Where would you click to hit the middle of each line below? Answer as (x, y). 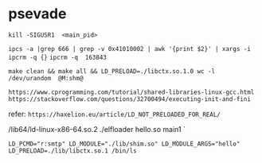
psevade (37, 14)
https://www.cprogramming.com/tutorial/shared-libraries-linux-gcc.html (131, 92)
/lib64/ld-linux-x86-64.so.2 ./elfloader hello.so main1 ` (97, 129)
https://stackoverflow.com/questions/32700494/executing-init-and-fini (129, 99)
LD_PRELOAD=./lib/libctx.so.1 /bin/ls (72, 151)
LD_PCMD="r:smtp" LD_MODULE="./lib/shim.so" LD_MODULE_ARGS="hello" (124, 144)
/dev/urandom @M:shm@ (46, 78)
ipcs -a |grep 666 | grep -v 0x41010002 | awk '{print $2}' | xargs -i (129, 49)
